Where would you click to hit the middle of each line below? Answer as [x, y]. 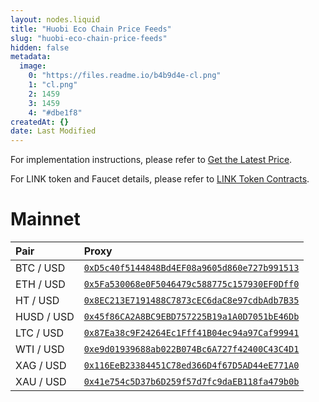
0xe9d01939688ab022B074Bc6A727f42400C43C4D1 [191, 349]
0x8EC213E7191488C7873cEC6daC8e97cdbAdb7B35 [191, 300]
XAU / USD [41, 382]
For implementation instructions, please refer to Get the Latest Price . [151, 160]
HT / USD [37, 301]
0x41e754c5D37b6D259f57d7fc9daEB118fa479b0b [191, 382]
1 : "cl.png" [53, 85]
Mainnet [45, 219]
